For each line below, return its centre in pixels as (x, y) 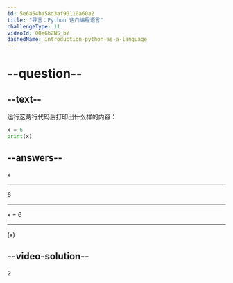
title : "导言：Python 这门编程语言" (55, 20)
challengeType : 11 (34, 26)
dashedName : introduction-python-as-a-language (77, 40)
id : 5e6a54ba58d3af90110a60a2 (51, 14)
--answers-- (35, 158)
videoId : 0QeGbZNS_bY (38, 33)
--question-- (45, 74)
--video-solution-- (48, 256)
